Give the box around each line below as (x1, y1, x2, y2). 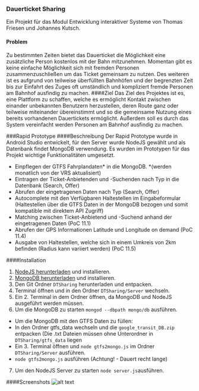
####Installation (6, 256, 46, 263)
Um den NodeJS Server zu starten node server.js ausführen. (14, 367, 165, 374)
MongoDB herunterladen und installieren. (14, 274, 116, 281)
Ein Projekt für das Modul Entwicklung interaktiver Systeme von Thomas (6, 18, 183, 26)
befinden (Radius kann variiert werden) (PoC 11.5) (14, 245, 137, 252)
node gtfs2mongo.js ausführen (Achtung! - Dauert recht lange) (14, 355, 168, 362)
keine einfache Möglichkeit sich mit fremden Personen (6, 64, 140, 71)
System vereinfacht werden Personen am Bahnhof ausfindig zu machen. (6, 121, 184, 128)
